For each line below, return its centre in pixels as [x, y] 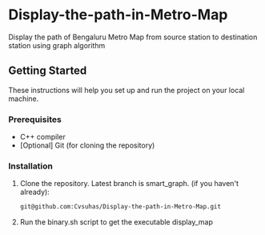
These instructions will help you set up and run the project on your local [126, 90]
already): [34, 192]
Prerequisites [35, 120]
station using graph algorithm [57, 45]
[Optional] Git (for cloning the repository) [87, 145]
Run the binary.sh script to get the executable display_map [116, 222]
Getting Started [48, 71]
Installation [31, 166]
